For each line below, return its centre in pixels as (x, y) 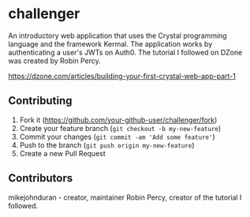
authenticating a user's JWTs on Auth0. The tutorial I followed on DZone (125, 52)
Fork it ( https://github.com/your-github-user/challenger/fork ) (118, 120)
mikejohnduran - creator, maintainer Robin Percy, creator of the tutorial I (125, 197)
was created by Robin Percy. (54, 61)
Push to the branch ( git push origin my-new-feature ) (107, 145)
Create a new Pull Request (63, 153)
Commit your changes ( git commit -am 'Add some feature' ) (117, 137)
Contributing (40, 101)
